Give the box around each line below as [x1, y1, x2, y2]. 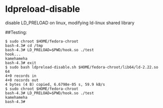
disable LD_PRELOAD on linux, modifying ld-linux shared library [5, 20, 135, 26]
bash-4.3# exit [5, 60, 37, 65]
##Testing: [5, 29, 27, 35]
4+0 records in [5, 73, 37, 78]
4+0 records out [5, 77, 39, 82]
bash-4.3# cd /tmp [5, 43, 43, 48]
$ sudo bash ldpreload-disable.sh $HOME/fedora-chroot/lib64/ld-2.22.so [5, 65, 159, 70]
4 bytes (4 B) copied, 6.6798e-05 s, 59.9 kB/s [5, 82, 106, 87]
